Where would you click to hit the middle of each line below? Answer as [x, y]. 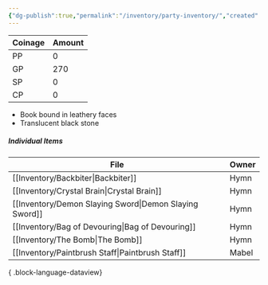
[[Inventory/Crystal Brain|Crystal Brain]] [87, 190]
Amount [68, 42]
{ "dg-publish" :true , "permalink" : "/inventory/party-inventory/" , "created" [134, 16]
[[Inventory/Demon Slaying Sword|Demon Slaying [105, 204]
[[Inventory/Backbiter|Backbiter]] [75, 178]
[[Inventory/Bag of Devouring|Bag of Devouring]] [104, 226]
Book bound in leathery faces [68, 114]
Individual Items [35, 141]
